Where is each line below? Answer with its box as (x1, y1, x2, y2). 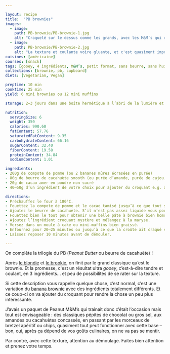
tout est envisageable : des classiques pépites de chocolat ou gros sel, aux (5, 312, 162, 318)
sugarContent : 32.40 (10, 143, 53, 148)
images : (5, 21, 22, 26)
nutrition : (5, 110, 28, 115)
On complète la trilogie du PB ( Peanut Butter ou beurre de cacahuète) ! (5, 250, 153, 256)
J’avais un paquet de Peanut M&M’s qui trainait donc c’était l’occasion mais (5, 306, 161, 312)
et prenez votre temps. (5, 343, 53, 349)
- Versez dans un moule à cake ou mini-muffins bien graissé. (5, 222, 139, 227)
